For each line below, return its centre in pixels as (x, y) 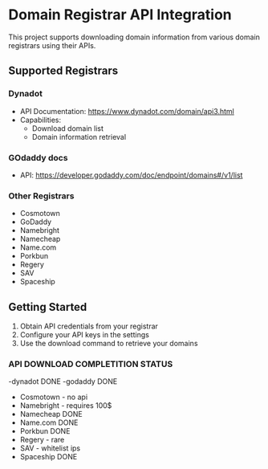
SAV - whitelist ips (50, 448)
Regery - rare (42, 440)
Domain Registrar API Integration (120, 15)
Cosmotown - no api (54, 397)
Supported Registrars (63, 71)
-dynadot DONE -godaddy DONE (63, 381)
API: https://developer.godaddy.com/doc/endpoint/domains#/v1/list (131, 175)
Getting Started (48, 307)
